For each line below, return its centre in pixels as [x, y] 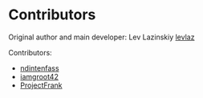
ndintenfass [39, 68]
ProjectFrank [41, 85]
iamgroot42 [39, 76]
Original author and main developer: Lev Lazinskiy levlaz [101, 37]
